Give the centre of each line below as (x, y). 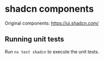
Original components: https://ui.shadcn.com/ (52, 23)
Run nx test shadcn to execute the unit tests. (52, 51)
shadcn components (49, 9)
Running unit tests (34, 39)
